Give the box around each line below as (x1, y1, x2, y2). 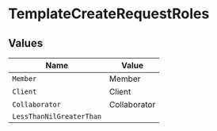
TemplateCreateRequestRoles (8, 5, 210, 23)
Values (8, 37, 44, 50)
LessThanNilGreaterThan (12, 112, 102, 121)
